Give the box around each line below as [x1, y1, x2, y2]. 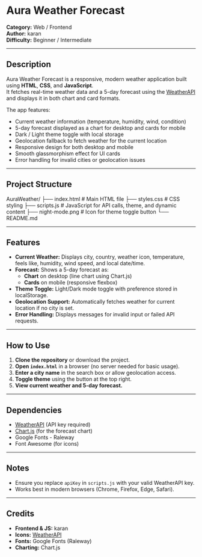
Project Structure [6, 179, 72, 189]
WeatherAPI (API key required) [14, 421, 91, 428]
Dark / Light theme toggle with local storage [14, 131, 124, 138]
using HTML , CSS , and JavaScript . [6, 82, 94, 89]
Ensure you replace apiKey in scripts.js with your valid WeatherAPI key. [14, 479, 195, 486]
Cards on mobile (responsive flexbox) [23, 279, 118, 286]
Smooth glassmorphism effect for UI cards [14, 150, 120, 157]
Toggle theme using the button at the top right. [14, 375, 132, 383]
